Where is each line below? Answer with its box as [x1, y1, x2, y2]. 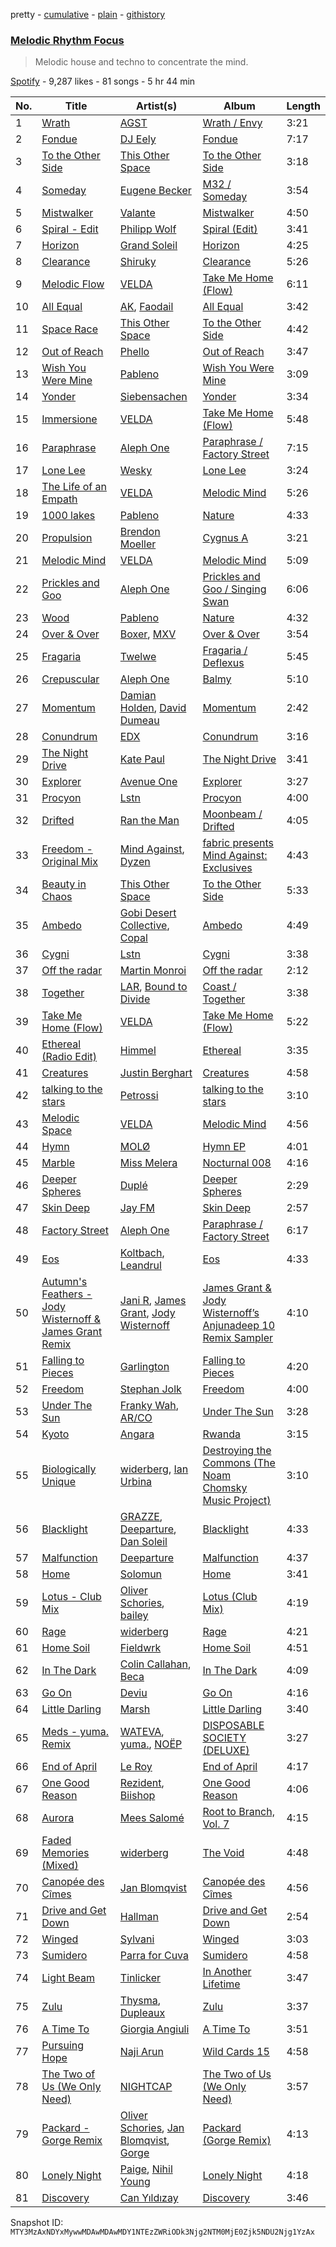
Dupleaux [119, 2006, 166, 2020]
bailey [119, 1609, 149, 1623]
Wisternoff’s [202, 1306, 260, 1320]
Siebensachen [119, 390, 188, 404]
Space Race [41, 322, 98, 336]
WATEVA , [119, 1725, 165, 1739]
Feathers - [41, 1287, 93, 1301]
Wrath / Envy [202, 116, 263, 130]
